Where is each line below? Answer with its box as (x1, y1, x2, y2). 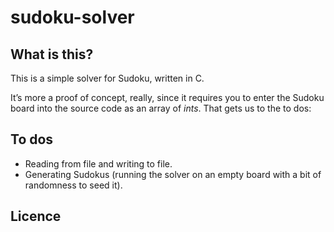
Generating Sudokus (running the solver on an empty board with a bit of (24, 168, 322, 180)
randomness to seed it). (24, 179, 123, 191)
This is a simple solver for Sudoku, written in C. (10, 72, 205, 84)
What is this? (10, 46, 94, 63)
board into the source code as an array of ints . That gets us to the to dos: (10, 102, 312, 114)
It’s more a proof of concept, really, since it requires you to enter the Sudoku (10, 92, 325, 103)
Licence (10, 208, 62, 225)
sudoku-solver (10, 6, 135, 29)
